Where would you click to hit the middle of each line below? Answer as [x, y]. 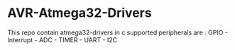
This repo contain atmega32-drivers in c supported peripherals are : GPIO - [118, 32]
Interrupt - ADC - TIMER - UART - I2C [62, 39]
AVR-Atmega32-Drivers [80, 13]
